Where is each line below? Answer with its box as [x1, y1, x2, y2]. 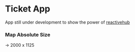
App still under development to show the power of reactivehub [5, 19, 130, 25]
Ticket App [5, 3, 51, 14]
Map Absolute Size [5, 31, 51, 38]
